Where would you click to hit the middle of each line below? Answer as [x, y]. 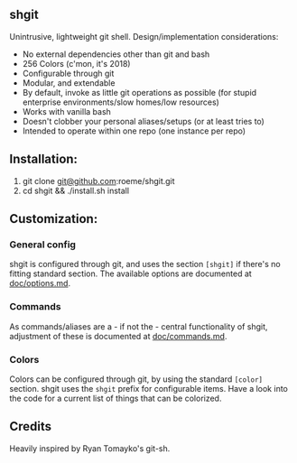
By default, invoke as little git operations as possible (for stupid [139, 92]
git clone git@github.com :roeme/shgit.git [98, 181]
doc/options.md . [40, 283]
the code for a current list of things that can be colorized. [116, 398]
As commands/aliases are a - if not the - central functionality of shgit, [139, 326]
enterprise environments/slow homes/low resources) [121, 102]
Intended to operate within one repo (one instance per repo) [134, 131]
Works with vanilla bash [66, 111]
